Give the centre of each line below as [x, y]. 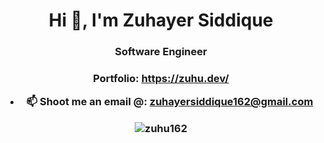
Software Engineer [161, 52]
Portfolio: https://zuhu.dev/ [161, 79]
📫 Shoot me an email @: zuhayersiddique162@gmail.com [170, 102]
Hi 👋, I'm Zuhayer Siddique [161, 20]
